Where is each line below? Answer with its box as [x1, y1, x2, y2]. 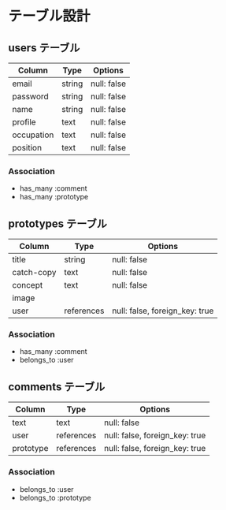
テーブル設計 [8, 7, 91, 25]
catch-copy [12, 267, 57, 278]
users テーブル [8, 41, 80, 54]
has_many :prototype [19, 192, 89, 202]
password [12, 91, 49, 102]
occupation [12, 129, 54, 140]
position [12, 143, 42, 153]
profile [12, 117, 37, 127]
